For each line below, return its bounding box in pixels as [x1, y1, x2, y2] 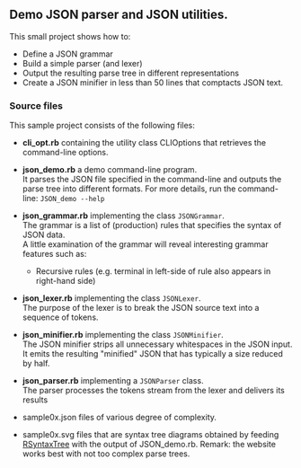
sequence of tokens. [22, 312, 99, 322]
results [22, 394, 49, 405]
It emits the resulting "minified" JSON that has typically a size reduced [22, 349, 283, 359]
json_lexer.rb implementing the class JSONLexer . [22, 293, 201, 304]
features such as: [22, 249, 87, 260]
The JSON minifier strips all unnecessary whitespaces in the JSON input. [22, 339, 293, 349]
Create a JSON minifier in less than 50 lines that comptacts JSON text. [22, 76, 284, 88]
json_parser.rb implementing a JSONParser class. [22, 375, 204, 386]
